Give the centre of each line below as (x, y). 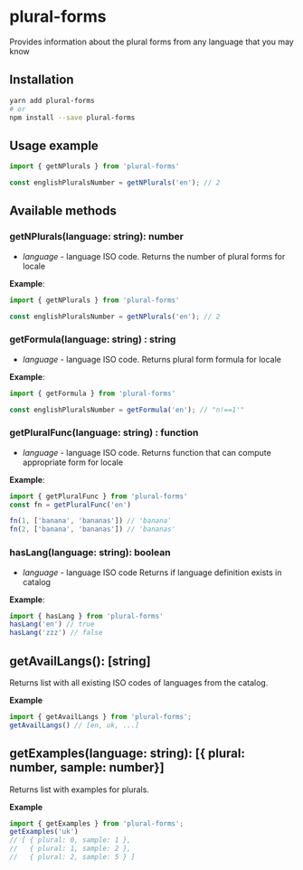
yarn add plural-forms (52, 100)
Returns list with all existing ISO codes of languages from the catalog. (139, 682)
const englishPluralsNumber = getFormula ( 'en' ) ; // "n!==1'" (127, 410)
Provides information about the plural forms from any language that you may (151, 42)
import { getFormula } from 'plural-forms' (93, 393)
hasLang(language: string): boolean (90, 553)
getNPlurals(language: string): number (96, 237)
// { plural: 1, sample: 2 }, (70, 849)
